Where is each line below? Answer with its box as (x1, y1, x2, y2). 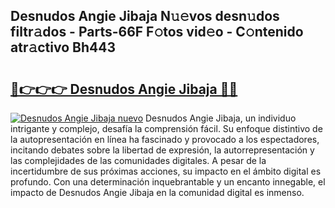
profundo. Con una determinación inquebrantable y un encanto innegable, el (10, 176, 326, 188)
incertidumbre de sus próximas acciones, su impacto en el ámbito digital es (10, 165, 322, 177)
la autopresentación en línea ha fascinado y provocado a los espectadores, (10, 134, 320, 145)
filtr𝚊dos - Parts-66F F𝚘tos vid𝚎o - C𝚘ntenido (10, 24, 304, 41)
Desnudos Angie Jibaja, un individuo (145, 112, 297, 124)
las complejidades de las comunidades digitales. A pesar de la (10, 155, 267, 166)
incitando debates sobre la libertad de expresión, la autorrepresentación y (10, 144, 315, 156)
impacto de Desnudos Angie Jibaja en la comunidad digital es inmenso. (10, 187, 305, 198)
